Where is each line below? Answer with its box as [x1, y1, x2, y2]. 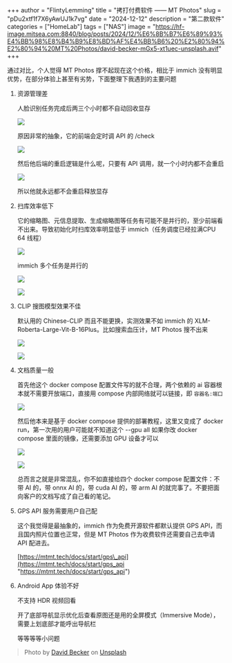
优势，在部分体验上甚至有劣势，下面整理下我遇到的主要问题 [7, 75, 177, 83]
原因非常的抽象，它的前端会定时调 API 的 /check [17, 132, 155, 140]
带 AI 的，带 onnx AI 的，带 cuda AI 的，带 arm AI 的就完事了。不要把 [17, 483, 214, 492]
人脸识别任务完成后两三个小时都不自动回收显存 [17, 104, 151, 112]
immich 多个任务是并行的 [17, 261, 88, 270]
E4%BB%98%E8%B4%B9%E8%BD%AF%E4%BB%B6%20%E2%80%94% [7, 37, 225, 45]
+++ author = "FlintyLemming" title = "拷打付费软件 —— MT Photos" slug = [7, 6, 222, 14]
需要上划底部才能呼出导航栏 [17, 619, 97, 628]
